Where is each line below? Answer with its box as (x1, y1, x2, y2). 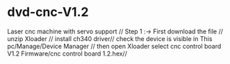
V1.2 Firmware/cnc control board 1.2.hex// (7, 49, 127, 58)
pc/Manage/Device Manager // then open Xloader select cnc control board (7, 42, 222, 50)
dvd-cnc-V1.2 (7, 4, 89, 20)
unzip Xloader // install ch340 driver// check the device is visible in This (7, 34, 213, 42)
